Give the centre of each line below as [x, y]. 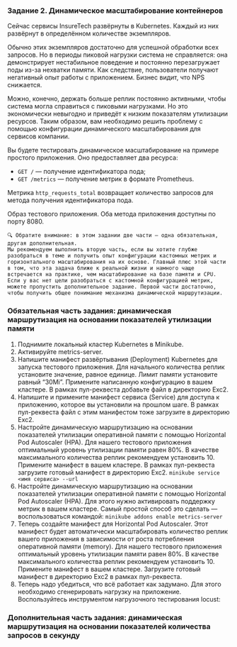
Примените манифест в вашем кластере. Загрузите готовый [109, 569]
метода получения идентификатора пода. [70, 200]
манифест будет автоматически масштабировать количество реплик [123, 531]
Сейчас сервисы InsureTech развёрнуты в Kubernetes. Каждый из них [113, 26]
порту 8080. [26, 221]
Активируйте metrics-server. [60, 352]
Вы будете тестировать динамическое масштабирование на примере [113, 150]
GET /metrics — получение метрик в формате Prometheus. [106, 179]
